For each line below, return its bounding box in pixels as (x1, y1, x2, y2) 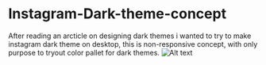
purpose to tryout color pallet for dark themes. (8, 48, 160, 57)
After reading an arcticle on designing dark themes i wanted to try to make (8, 31, 252, 40)
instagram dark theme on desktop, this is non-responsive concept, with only (8, 39, 258, 48)
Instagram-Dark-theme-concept (8, 5, 227, 23)
